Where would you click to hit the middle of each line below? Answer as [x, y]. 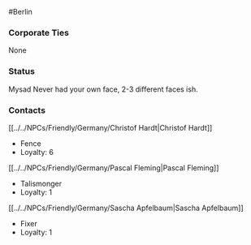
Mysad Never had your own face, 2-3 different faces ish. [103, 89]
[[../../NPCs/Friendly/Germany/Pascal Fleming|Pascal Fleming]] [114, 168]
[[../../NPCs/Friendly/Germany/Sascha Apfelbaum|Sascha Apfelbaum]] [126, 208]
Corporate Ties [39, 32]
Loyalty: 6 [37, 152]
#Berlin [20, 12]
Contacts [27, 110]
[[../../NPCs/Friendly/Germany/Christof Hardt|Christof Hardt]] [110, 127]
